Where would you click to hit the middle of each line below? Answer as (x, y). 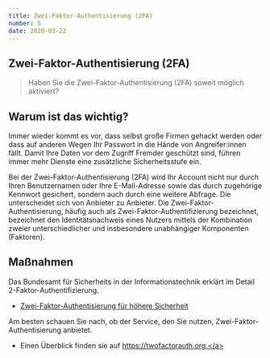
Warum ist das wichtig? (69, 116)
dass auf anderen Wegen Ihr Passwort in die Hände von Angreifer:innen (128, 144)
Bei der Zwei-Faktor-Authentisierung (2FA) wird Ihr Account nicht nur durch (134, 177)
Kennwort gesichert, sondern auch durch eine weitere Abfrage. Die (120, 194)
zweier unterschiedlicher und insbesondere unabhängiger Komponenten (129, 228)
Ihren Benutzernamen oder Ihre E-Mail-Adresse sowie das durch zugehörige (135, 185)
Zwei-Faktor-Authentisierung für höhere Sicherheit (104, 306)
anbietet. (78, 330)
